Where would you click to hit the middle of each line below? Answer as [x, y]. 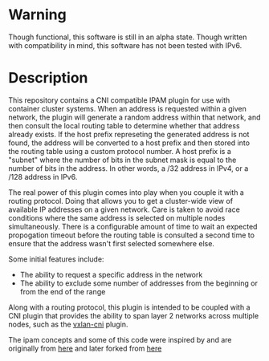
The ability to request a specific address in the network [111, 274]
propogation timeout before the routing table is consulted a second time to [132, 235]
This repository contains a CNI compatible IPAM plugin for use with [119, 100]
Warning [37, 15]
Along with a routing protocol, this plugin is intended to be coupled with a [129, 307]
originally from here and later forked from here [85, 348]
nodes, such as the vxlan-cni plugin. [68, 324]
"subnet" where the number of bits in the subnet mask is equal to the [122, 160]
